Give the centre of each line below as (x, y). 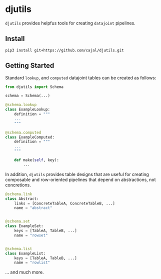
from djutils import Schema (34, 87)
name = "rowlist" (32, 263)
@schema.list (19, 248)
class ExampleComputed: (30, 137)
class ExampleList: (25, 253)
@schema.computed (23, 132)
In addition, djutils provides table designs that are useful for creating (77, 174)
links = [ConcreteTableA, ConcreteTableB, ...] (64, 203)
